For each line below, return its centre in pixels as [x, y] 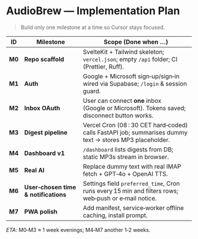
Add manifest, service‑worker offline [133, 208]
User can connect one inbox [122, 101]
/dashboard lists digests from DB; [128, 149]
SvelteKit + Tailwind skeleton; [123, 51]
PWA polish [41, 211]
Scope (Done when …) [136, 41]
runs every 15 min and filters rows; [131, 190]
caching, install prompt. [115, 215]
